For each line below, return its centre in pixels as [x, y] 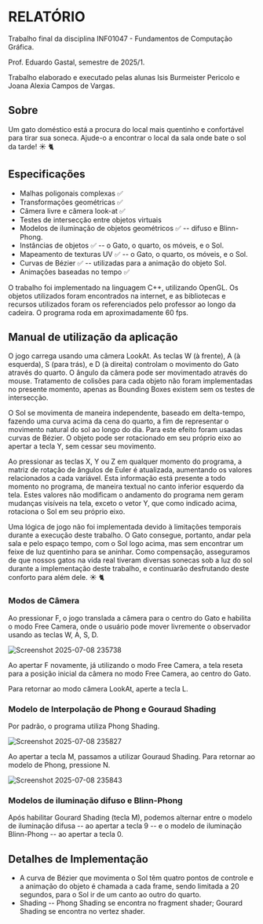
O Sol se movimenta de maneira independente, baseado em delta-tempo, [127, 413]
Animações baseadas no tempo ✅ [75, 272]
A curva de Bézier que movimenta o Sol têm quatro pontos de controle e [136, 878]
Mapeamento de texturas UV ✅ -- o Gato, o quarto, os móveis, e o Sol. [133, 254]
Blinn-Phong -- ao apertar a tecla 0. [66, 834]
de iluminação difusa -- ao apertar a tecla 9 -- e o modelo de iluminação [125, 826]
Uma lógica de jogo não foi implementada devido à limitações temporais [125, 527]
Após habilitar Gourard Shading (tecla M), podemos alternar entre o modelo [130, 818]
